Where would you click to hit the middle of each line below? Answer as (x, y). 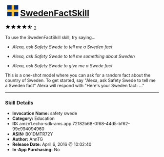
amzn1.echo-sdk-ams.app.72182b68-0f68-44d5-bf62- (75, 124)
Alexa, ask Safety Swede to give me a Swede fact (62, 65)
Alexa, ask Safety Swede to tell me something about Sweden (73, 56)
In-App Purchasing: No (36, 150)
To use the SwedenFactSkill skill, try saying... (50, 37)
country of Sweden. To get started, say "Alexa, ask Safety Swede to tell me (81, 80)
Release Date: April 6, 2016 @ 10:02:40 (52, 144)
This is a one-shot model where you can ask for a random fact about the (78, 75)
